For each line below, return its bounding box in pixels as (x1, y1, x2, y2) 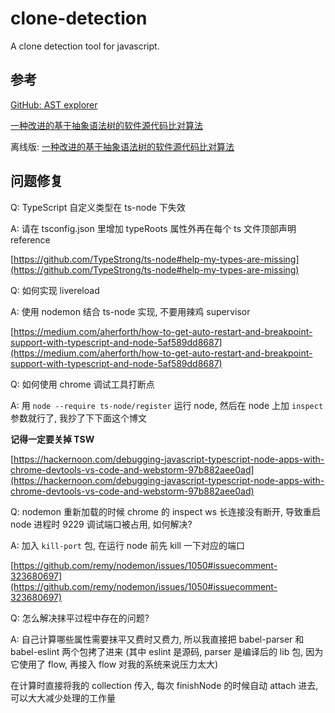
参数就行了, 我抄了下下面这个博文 (10, 412, 147, 424)
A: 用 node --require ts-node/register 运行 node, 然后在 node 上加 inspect (10, 399, 324, 411)
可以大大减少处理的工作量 (10, 692, 116, 704)
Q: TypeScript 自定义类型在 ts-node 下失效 (10, 201, 186, 213)
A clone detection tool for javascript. (10, 40, 160, 52)
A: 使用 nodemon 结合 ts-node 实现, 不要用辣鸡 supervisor (10, 305, 251, 317)
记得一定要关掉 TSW (10, 433, 95, 445)
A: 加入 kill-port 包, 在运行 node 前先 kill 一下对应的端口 (10, 539, 245, 551)
